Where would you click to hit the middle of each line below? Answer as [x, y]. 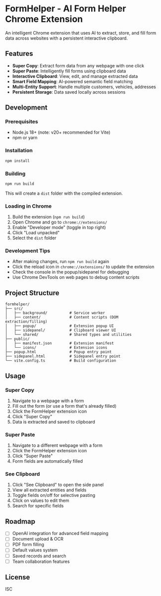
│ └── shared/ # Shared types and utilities [69, 335]
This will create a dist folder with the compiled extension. [64, 193]
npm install [17, 161]
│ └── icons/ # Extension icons [56, 348]
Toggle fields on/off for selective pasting [54, 495]
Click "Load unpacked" [36, 233]
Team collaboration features [41, 561]
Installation [19, 151]
